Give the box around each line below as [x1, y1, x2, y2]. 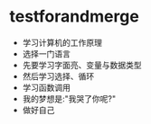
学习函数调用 [22, 82, 71, 93]
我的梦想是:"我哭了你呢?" [22, 93, 117, 104]
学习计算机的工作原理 [22, 37, 102, 48]
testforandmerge [9, 6, 140, 27]
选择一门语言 [22, 48, 71, 59]
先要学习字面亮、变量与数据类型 [22, 59, 142, 70]
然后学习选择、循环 [22, 70, 95, 82]
